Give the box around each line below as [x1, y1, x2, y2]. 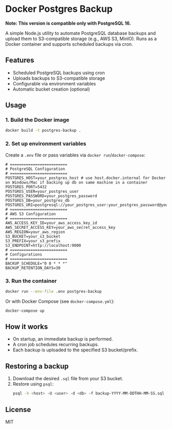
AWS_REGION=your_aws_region [5, 229, 66, 235]
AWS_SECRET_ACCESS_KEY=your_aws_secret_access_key [5, 225, 116, 230]
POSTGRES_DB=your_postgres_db [5, 198, 70, 203]
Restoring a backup [5, 362, 69, 370]
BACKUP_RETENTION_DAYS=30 [5, 265, 60, 271]
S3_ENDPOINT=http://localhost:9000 [5, 243, 81, 248]
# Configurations [5, 252, 42, 257]
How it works [5, 323, 48, 331]
